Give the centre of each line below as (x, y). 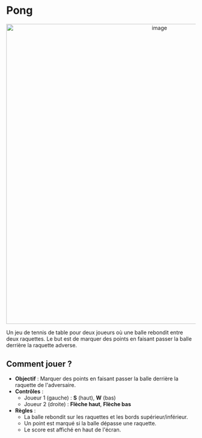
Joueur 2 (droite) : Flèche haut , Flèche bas (77, 404)
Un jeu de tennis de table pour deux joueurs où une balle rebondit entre (95, 332)
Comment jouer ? (39, 364)
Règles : (25, 410)
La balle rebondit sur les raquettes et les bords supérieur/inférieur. (106, 417)
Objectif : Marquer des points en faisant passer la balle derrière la (96, 379)
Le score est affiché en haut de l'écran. (72, 430)
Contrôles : (29, 391)
